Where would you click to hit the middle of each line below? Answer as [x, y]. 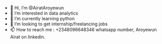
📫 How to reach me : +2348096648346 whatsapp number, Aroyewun [83, 30]
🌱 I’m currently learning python [42, 18]
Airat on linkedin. [28, 37]
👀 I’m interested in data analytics [44, 13]
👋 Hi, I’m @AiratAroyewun [37, 8]
